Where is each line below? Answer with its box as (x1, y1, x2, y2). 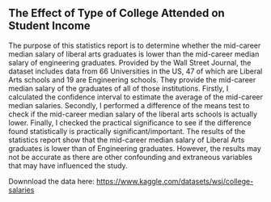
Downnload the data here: (8, 176, 95, 186)
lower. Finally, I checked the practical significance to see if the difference (8, 117, 252, 128)
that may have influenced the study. (8, 161, 128, 170)
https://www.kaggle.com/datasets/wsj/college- (96, 176, 254, 186)
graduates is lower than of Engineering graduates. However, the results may (8, 143, 261, 153)
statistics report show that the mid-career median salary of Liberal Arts (8, 135, 245, 145)
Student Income (8, 19, 91, 33)
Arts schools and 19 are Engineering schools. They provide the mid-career (8, 74, 256, 84)
